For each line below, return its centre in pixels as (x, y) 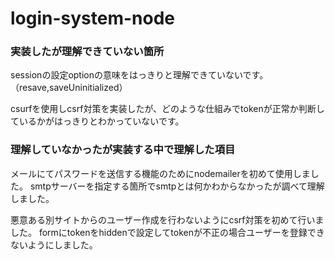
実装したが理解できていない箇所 (87, 52)
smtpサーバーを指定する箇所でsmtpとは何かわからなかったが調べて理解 (177, 186)
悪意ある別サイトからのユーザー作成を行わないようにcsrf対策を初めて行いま (167, 219)
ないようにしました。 (54, 244)
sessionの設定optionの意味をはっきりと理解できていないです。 (139, 75)
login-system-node (93, 18)
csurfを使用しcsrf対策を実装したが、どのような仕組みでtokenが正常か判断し (167, 109)
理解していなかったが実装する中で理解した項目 (123, 150)
